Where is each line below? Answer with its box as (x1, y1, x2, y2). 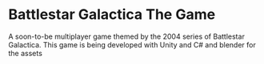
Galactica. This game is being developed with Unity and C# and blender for (8, 40, 256, 49)
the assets (8, 48, 42, 58)
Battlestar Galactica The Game (8, 6, 216, 24)
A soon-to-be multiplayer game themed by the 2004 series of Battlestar (8, 32, 246, 41)
